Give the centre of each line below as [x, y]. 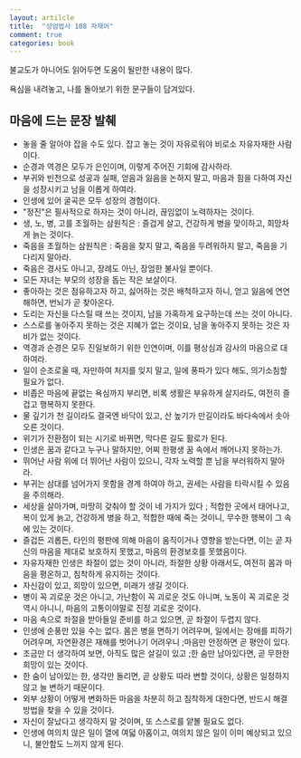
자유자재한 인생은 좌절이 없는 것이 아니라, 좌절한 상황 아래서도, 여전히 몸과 [152, 563]
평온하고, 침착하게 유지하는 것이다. [100, 574]
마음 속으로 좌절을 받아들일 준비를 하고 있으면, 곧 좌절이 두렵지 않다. [141, 619]
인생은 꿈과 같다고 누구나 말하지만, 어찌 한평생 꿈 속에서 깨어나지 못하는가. [152, 450]
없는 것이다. [60, 337]
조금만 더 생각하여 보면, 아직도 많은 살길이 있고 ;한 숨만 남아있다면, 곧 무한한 [156, 654]
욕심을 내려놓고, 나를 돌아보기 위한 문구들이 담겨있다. [102, 89]
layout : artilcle [42, 18]
